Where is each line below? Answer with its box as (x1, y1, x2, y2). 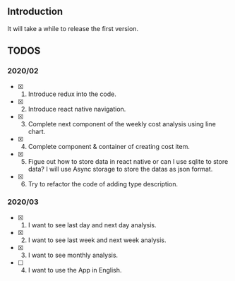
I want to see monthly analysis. (28, 251, 119, 259)
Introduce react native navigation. (28, 104, 126, 113)
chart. (28, 127, 46, 136)
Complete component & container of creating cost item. (28, 142, 191, 150)
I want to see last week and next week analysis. (28, 236, 167, 244)
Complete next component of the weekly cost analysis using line (28, 119, 217, 128)
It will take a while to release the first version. (7, 24, 139, 32)
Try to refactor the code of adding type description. (28, 179, 179, 188)
